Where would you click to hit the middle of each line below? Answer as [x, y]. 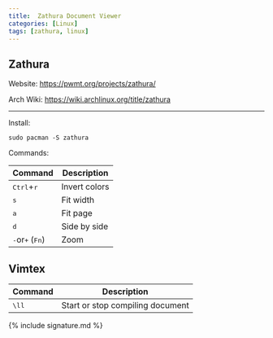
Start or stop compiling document [125, 305]
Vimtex [27, 268]
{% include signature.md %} [56, 325]
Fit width [78, 200]
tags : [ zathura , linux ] [49, 31]
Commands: [29, 153]
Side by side [84, 226]
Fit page [77, 213]
